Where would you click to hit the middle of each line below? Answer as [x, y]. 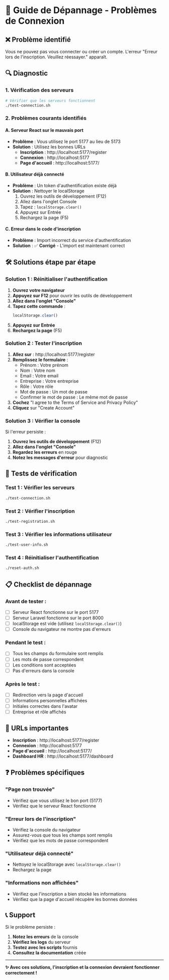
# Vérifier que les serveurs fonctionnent [50, 101]
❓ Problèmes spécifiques [45, 772]
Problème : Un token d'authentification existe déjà [65, 185]
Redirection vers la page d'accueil [48, 695]
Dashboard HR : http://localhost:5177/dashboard [63, 756]
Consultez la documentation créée [49, 953]
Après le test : [23, 684]
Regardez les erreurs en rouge [45, 452]
